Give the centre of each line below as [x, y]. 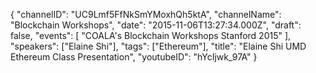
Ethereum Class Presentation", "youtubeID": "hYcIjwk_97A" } [134, 57]
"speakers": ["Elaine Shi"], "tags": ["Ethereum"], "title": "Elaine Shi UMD [158, 46]
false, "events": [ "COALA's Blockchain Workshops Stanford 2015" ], [151, 35]
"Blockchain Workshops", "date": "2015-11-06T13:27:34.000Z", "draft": [156, 25]
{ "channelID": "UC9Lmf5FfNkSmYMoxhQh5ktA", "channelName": [146, 14]
